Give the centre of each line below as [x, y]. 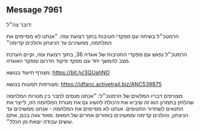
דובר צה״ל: [19, 24]
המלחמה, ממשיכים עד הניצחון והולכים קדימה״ [59, 42]
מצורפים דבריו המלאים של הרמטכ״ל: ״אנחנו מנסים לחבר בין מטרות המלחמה [95, 95]
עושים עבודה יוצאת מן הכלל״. [40, 121]
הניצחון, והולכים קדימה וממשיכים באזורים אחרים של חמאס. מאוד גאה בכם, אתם [98, 115]
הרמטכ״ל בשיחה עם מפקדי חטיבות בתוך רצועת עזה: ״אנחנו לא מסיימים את [92, 36]
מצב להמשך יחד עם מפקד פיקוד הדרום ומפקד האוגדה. [68, 60]
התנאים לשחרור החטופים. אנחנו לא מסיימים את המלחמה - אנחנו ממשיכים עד [95, 109]
